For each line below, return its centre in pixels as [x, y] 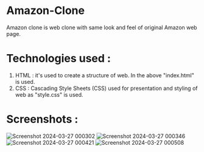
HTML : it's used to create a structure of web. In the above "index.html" [105, 75]
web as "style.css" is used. [49, 94]
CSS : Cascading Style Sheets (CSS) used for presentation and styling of [106, 88]
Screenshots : [42, 119]
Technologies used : [59, 59]
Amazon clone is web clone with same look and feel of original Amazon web [102, 27]
